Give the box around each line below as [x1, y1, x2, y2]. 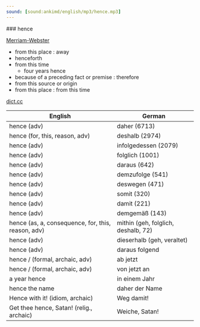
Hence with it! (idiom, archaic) [9, 294, 93, 302]
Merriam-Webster [6, 36, 50, 43]
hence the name [9, 284, 55, 292]
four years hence [23, 67, 66, 74]
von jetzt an [117, 264, 150, 273]
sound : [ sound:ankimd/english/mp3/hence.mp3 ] [6, 8, 121, 15]
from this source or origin [14, 80, 77, 87]
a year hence [9, 275, 46, 283]
